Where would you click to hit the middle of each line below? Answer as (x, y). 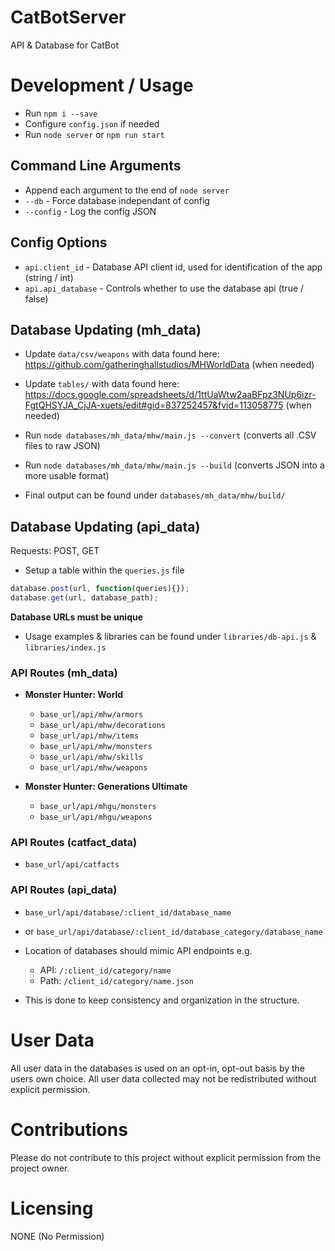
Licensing (52, 1208)
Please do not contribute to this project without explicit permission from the (166, 1157)
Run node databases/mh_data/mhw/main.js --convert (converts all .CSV (170, 435)
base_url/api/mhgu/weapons (96, 817)
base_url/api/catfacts (72, 865)
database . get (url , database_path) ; (84, 598)
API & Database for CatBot (64, 45)
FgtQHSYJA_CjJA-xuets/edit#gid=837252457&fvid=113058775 (154, 405)
